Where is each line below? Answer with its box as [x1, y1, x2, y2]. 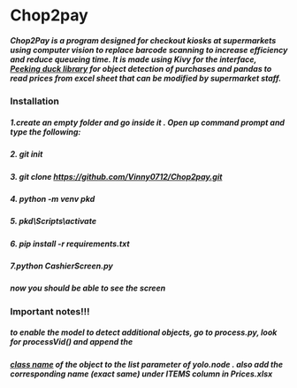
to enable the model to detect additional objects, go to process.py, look [10, 327, 278, 338]
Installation [10, 95, 60, 107]
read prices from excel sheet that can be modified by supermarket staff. [10, 73, 282, 83]
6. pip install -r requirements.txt [10, 238, 131, 249]
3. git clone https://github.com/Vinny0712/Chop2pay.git [10, 171, 223, 182]
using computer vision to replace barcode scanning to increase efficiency [10, 44, 288, 55]
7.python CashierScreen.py [10, 260, 113, 271]
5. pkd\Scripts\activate [10, 216, 96, 227]
